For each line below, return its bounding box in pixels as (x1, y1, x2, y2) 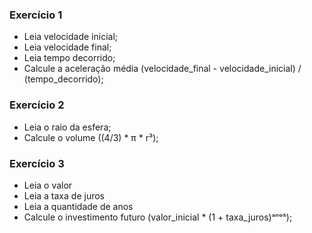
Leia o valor (23, 179, 73, 191)
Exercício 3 (9, 156, 65, 170)
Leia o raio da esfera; (23, 121, 112, 133)
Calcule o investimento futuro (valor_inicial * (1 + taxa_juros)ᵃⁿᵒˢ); (23, 211, 293, 223)
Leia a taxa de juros (23, 189, 105, 202)
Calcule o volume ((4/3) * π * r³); (23, 131, 159, 143)
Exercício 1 (9, 8, 63, 22)
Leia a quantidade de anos (23, 200, 134, 212)
